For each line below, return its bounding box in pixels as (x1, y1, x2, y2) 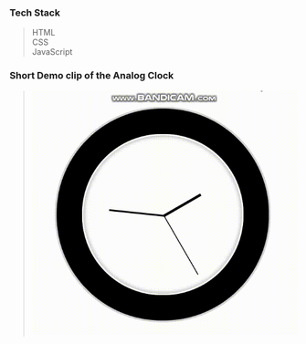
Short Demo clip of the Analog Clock (9, 69, 174, 82)
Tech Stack (9, 6, 61, 19)
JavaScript (31, 47, 73, 57)
